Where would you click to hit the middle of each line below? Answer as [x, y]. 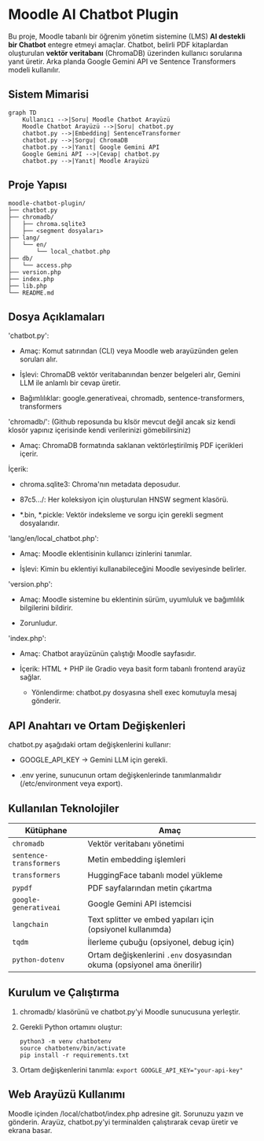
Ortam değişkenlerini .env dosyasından [160, 955]
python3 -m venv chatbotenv [65, 1041]
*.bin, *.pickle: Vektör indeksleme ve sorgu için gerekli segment [121, 515]
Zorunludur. [38, 623]
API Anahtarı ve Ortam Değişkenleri [97, 726]
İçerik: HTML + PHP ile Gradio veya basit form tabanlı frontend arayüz [132, 669]
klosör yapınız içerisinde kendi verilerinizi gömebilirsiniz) [99, 430]
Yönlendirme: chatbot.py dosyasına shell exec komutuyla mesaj [134, 693]
